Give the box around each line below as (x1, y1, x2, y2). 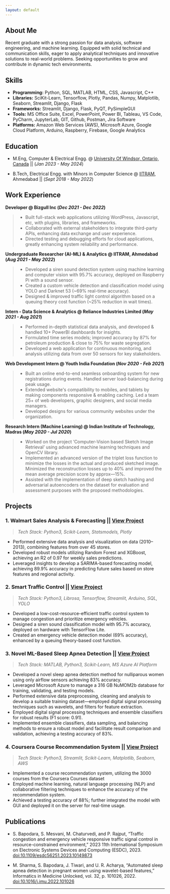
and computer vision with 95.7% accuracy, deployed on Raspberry (25, 271, 164, 277)
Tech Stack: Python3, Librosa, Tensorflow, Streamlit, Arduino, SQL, (17, 595, 158, 601)
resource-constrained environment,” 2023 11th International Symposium (12, 842, 163, 848)
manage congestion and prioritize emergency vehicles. (12, 616, 127, 622)
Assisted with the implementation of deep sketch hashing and (25, 476, 154, 483)
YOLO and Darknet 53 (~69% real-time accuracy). (25, 288, 130, 294)
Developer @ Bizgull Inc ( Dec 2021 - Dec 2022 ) (5, 204, 106, 210)
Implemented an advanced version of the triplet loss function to (25, 455, 158, 461)
